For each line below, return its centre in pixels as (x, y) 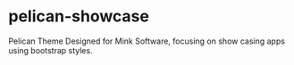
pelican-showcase (79, 16)
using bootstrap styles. (50, 50)
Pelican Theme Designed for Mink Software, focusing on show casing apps (147, 41)
